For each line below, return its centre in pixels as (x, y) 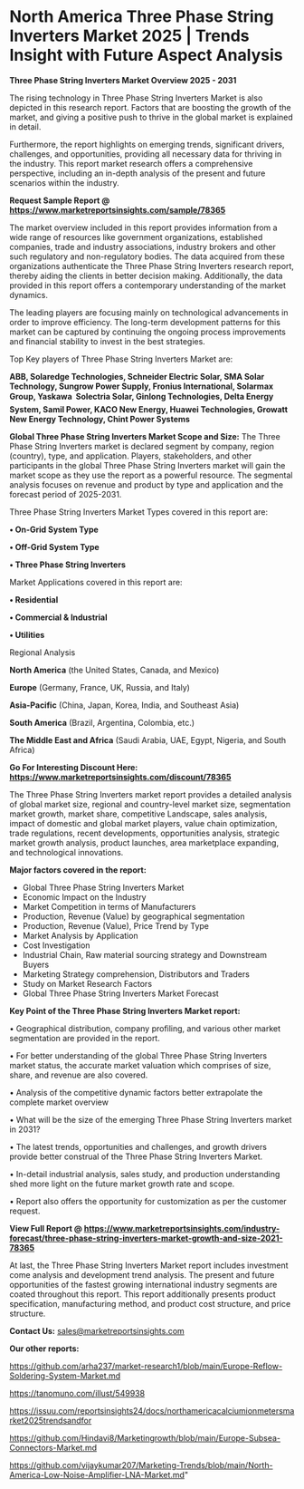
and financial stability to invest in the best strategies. (107, 341)
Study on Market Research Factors (87, 983)
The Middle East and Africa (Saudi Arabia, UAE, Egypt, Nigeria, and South (148, 740)
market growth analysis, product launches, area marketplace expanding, (144, 842)
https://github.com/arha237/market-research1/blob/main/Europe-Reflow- (146, 1366)
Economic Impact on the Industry (84, 897)
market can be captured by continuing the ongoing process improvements (148, 332)
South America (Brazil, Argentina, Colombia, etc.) (102, 722)
